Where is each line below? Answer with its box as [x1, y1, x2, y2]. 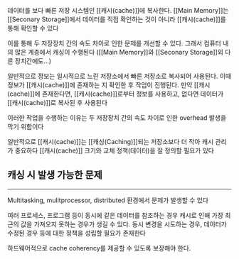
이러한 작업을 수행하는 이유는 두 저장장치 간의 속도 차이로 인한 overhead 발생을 [7, 114, 227, 122]
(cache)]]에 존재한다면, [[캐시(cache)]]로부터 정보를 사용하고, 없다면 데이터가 [7, 89, 224, 98]
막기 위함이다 [7, 123, 44, 131]
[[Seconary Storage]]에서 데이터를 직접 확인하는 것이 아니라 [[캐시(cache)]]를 [7, 15, 226, 23]
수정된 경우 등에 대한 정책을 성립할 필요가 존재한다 [7, 228, 146, 237]
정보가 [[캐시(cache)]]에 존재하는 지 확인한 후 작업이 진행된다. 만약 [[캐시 [7, 81, 211, 89]
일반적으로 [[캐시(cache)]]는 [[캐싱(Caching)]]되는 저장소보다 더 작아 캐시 [7, 138, 214, 145]
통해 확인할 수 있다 [7, 24, 59, 32]
